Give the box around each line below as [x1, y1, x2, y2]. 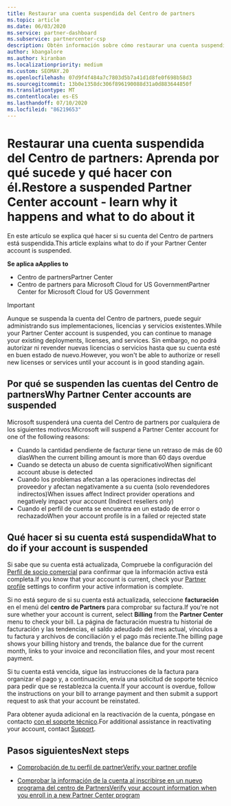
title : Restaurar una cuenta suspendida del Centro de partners [7, 10, 195, 17]
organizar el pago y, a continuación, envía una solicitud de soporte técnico [7, 675, 219, 683]
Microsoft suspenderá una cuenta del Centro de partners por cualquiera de [7, 418, 220, 426]
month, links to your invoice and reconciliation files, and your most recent [7, 647, 215, 655]
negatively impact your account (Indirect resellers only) [16, 497, 174, 505]
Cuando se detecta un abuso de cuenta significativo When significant [16, 460, 213, 469]
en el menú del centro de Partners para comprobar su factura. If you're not [7, 603, 219, 611]
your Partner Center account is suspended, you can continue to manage [7, 328, 212, 337]
